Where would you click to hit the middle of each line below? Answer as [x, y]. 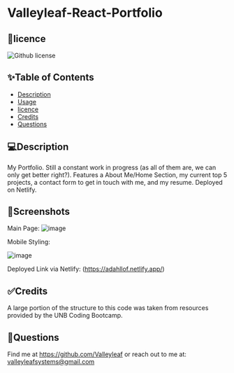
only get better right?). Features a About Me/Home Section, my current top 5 [117, 175]
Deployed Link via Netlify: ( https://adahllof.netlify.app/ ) [86, 269]
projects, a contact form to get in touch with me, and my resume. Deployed [115, 182]
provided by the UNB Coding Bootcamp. [65, 316]
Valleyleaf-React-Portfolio [85, 13]
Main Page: [23, 228]
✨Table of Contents [51, 77]
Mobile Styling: [29, 242]
